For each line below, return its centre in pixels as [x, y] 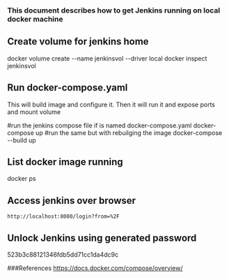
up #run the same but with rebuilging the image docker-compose [129, 133]
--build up [22, 140]
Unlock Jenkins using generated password [102, 238]
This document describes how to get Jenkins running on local [114, 10]
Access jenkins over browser [72, 200]
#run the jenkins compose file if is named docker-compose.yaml [100, 125]
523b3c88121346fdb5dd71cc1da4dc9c [63, 254]
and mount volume [34, 112]
